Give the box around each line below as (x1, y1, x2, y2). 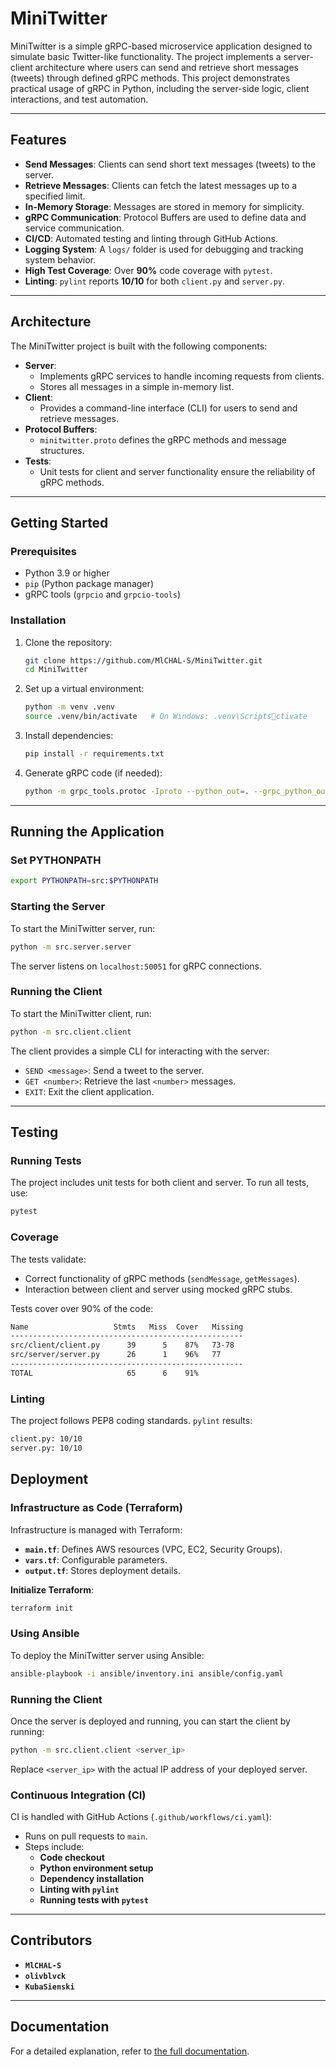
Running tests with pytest (39, 1894, 149, 1906)
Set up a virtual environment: (24, 683, 145, 695)
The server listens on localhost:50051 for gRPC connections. (10, 960, 262, 972)
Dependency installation (39, 1873, 145, 1885)
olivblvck (24, 1971, 67, 1981)
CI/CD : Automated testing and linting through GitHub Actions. (24, 232, 278, 244)
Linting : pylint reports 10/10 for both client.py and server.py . (24, 275, 286, 287)
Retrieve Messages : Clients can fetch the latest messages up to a (24, 179, 298, 191)
